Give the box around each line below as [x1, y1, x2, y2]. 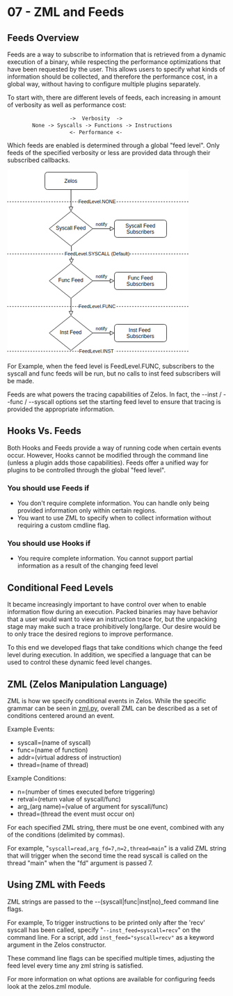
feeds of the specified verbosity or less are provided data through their [7, 149, 211, 156]
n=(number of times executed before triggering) [17, 787, 155, 796]
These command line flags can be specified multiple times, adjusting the [7, 954, 215, 962]
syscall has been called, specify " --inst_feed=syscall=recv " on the [7, 926, 201, 934]
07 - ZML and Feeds [7, 4, 124, 20]
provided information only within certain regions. [17, 506, 157, 515]
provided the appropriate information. [7, 405, 115, 413]
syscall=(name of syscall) [17, 739, 92, 747]
